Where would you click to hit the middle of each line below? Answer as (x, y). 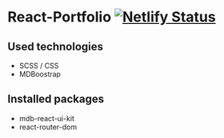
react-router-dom (48, 127)
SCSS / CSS (39, 65)
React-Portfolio (60, 17)
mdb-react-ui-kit (47, 118)
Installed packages (56, 99)
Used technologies (56, 47)
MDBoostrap (40, 74)
